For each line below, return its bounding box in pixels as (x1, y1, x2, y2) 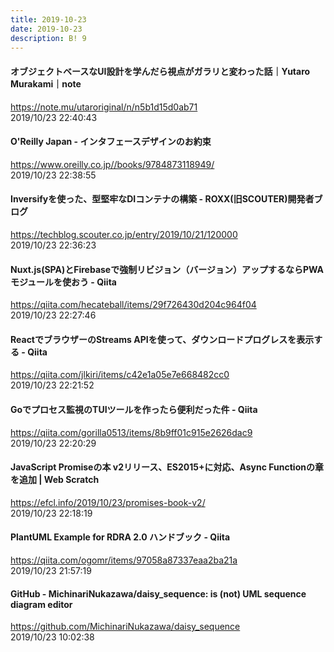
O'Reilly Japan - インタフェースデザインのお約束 (10, 136, 212, 148)
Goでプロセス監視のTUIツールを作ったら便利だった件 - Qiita (10, 403, 258, 415)
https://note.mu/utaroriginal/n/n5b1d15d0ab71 (10, 101, 198, 113)
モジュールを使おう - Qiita (10, 276, 117, 288)
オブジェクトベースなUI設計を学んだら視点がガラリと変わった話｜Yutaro (10, 65, 311, 77)
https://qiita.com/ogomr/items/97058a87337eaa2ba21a (10, 554, 238, 566)
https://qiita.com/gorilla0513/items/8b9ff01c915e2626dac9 (10, 426, 253, 438)
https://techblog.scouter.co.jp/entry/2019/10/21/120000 (10, 228, 238, 240)
